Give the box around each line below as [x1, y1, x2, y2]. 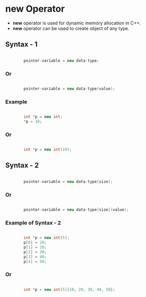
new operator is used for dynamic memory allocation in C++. [12, 20, 141, 26]
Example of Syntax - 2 [5, 219, 61, 226]
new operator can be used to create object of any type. [12, 25, 130, 31]
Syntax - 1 [5, 40, 38, 49]
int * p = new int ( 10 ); [23, 147, 72, 152]
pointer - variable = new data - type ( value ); [23, 86, 115, 91]
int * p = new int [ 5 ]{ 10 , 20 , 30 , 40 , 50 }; [23, 287, 115, 292]
